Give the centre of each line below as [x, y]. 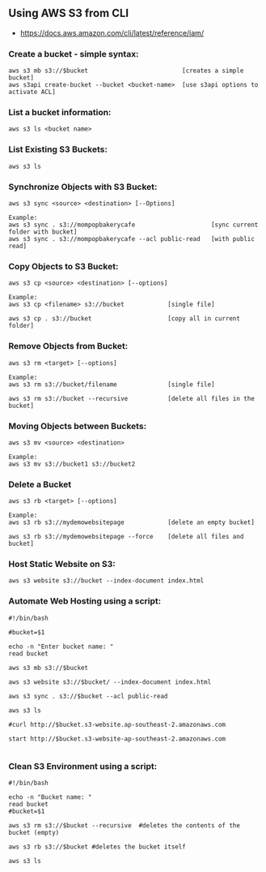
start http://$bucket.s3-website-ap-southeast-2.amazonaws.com [117, 739]
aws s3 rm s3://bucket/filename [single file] [112, 384]
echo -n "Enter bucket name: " [61, 646]
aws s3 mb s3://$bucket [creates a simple [126, 71]
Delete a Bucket [40, 484]
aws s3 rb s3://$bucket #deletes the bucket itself [97, 847]
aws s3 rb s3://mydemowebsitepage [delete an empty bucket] [131, 522]
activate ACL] [32, 92]
